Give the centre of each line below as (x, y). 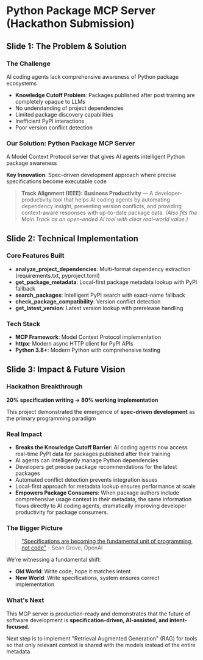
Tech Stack (23, 324)
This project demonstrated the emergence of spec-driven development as (101, 412)
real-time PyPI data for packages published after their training (93, 454)
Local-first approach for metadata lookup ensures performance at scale (105, 487)
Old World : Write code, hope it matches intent (73, 571)
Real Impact (24, 434)
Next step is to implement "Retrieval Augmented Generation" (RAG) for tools (102, 638)
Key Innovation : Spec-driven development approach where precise (91, 175)
